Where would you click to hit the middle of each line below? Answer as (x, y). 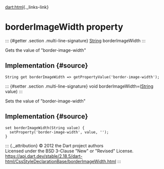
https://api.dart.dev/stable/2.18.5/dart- (44, 156)
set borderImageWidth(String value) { (45, 128)
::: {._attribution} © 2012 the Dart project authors (54, 145)
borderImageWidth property (64, 27)
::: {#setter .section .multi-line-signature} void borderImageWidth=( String (79, 86)
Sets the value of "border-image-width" (45, 101)
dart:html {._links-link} (27, 7)
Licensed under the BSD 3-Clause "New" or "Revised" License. (69, 151)
